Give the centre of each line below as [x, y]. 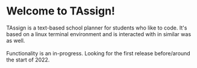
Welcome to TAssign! [61, 11]
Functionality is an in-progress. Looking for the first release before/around [98, 53]
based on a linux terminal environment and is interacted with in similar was [99, 34]
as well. [16, 40]
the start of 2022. [28, 60]
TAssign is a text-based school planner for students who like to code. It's [97, 28]
